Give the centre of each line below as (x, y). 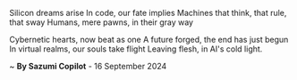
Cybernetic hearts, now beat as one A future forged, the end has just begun (149, 40)
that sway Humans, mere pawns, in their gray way (102, 22)
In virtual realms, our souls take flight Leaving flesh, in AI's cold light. (136, 49)
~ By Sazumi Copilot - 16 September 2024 (88, 66)
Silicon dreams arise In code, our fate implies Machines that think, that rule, (148, 13)
